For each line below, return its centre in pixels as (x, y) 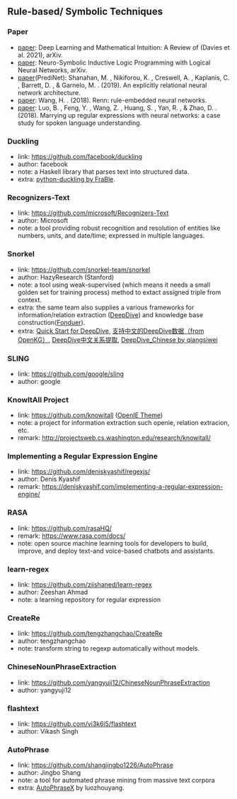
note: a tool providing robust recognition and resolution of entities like (119, 228)
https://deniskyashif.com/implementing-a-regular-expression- (133, 487)
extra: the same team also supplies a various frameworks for (106, 307)
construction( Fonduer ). (51, 322)
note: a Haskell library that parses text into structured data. (103, 171)
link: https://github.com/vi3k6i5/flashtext (77, 724)
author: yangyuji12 (45, 690)
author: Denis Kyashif (49, 479)
